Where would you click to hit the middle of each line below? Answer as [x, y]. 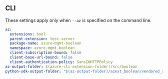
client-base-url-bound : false [41, 57]
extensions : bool [28, 34]
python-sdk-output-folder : [33, 71]
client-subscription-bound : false [45, 53]
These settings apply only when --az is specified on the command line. [78, 20]
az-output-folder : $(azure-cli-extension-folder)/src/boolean [71, 66]
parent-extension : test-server [42, 39]
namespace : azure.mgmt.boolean [42, 48]
